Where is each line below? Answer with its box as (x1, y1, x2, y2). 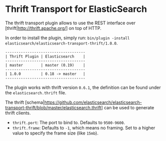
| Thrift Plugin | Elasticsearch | (5, 54, 85, 59)
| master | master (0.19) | (5, 63, 85, 68)
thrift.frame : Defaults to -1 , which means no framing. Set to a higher (12, 125, 156, 131)
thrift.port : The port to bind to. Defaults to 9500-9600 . (12, 119, 125, 125)
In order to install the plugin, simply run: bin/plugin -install (5, 35, 130, 41)
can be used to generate (104, 104, 155, 110)
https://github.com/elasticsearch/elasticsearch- (44, 99, 142, 105)
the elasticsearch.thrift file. (5, 89, 67, 95)
